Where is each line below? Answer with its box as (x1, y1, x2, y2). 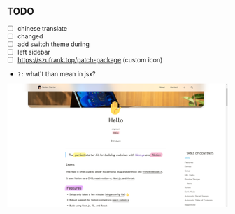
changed (17, 31, 43, 41)
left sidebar (17, 48, 50, 56)
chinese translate (17, 24, 68, 32)
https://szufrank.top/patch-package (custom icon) (17, 56, 163, 64)
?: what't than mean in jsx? (17, 70, 96, 78)
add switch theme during (17, 40, 90, 48)
